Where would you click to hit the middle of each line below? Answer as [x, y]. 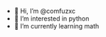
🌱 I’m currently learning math [57, 26]
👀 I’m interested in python [52, 18]
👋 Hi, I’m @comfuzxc [45, 11]
